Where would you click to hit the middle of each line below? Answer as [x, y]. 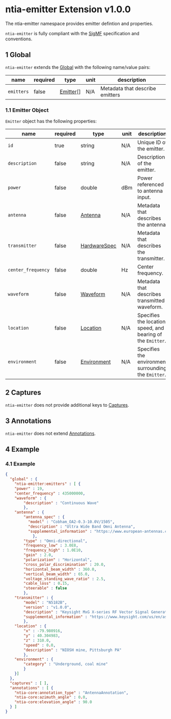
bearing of [150, 334]
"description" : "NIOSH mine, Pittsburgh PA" [73, 650]
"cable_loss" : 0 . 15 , [47, 584]
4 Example [22, 449]
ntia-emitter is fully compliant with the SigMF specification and [73, 33]
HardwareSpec [98, 246]
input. [144, 197]
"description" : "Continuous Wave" [61, 503]
